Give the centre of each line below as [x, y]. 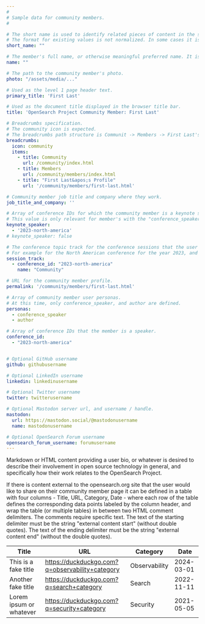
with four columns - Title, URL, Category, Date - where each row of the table [102, 498]
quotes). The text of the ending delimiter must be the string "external [93, 530]
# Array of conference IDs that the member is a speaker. [81, 331]
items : [20, 152]
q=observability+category [82, 570]
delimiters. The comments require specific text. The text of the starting [95, 517]
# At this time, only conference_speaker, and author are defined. [94, 303]
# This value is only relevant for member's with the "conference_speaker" [105, 219]
